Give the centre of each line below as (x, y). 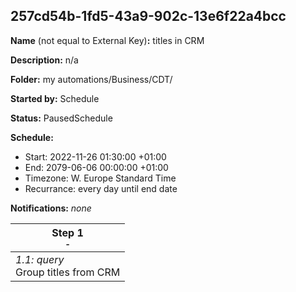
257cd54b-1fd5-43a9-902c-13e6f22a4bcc (148, 16)
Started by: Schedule (55, 98)
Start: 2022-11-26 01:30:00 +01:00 (95, 156)
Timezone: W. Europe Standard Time (100, 178)
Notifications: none (51, 208)
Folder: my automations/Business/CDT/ (91, 79)
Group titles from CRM (68, 272)
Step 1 (67, 232)
